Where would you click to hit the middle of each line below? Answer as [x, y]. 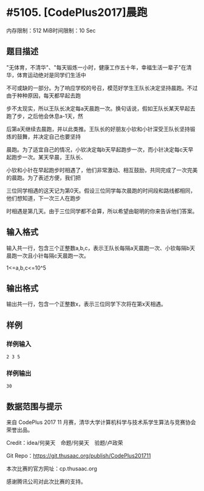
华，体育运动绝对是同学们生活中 [46, 75]
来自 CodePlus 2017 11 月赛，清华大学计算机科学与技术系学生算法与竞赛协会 [101, 422]
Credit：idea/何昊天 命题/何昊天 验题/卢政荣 [65, 443]
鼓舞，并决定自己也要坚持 [49, 136]
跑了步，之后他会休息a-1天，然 [45, 116]
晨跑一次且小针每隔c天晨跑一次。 [48, 256]
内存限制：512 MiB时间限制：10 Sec [51, 30]
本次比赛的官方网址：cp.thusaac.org [52, 468]
